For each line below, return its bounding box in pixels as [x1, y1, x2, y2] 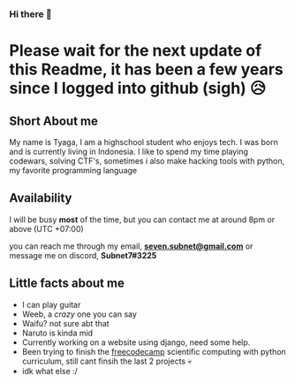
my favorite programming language [9, 165, 138, 175]
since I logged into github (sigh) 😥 [9, 79, 267, 98]
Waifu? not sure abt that [21, 318, 110, 328]
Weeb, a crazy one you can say [21, 309, 137, 319]
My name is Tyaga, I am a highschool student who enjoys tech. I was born [9, 136, 278, 147]
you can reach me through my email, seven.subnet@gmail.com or [9, 241, 253, 251]
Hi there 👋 [9, 8, 53, 20]
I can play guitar [21, 299, 81, 310]
